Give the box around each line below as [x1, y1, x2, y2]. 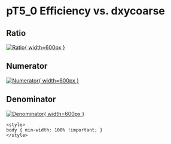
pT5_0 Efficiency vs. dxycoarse [6, 4, 166, 18]
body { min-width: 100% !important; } [6, 127, 103, 133]
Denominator [6, 94, 56, 105]
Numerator [6, 61, 48, 71]
